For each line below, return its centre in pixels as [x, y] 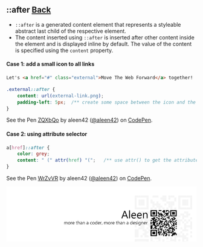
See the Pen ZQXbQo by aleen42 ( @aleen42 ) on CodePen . [79, 120]
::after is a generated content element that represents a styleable [98, 24]
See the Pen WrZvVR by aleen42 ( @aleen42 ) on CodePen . [79, 179]
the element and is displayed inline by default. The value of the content [103, 44]
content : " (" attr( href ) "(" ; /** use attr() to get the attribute [108, 160]
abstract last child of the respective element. [71, 31]
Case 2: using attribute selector [47, 134]
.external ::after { [31, 89]
